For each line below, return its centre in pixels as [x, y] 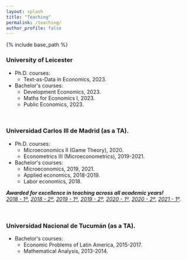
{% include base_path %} [37, 45]
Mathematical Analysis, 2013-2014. [66, 251]
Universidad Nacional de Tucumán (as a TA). [71, 226]
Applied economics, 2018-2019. [62, 175]
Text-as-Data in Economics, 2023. [65, 79]
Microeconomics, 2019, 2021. [59, 169]
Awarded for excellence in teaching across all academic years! [85, 193]
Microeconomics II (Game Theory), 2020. [74, 150]
